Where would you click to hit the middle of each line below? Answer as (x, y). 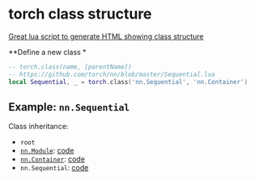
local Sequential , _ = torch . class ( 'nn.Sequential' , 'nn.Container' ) (128, 82)
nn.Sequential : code (54, 168)
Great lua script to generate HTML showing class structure (106, 36)
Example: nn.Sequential (69, 107)
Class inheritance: (38, 127)
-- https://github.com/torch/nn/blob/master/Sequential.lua (112, 74)
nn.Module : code (47, 151)
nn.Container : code (52, 159)
